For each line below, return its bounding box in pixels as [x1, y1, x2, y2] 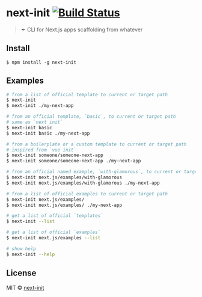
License [6, 268, 37, 278]
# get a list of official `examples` [6, 229, 101, 236]
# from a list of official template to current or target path [6, 91, 168, 97]
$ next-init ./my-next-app [6, 103, 74, 109]
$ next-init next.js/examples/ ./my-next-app [6, 202, 122, 208]
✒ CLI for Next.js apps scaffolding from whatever [20, 26, 143, 33]
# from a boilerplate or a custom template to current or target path [6, 141, 187, 147]
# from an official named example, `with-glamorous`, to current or [6, 169, 182, 175]
